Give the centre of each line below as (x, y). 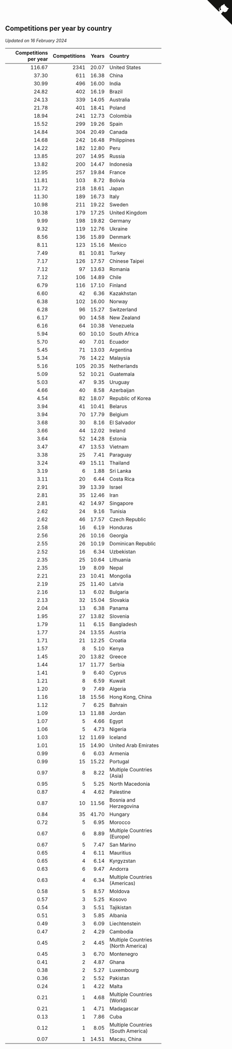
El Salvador (122, 422)
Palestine (120, 792)
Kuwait (117, 680)
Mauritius (120, 853)
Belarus (118, 406)
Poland (117, 108)
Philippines (122, 140)
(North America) (128, 946)
